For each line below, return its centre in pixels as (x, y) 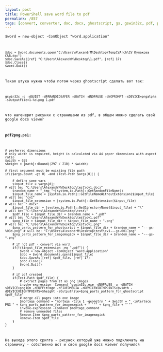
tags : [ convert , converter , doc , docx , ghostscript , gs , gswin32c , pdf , (80, 23)
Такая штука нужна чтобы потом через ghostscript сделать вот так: (75, 81)
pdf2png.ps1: (18, 135)
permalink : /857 (21, 19)
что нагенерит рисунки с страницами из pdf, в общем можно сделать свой (80, 115)
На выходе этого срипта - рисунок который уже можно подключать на (75, 340)
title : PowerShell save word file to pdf (48, 14)
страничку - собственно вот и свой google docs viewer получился (72, 344)
